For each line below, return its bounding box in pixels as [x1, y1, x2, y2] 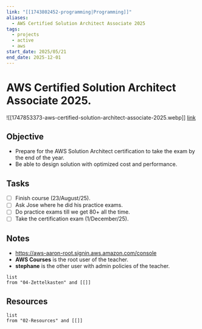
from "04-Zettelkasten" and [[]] [6, 280, 91, 286]
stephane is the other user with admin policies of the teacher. [15, 262, 170, 270]
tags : [6, 26, 20, 32]
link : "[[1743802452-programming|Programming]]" [6, 9, 132, 15]
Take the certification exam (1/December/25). [15, 215, 129, 223]
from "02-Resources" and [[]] [6, 318, 83, 324]
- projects [12, 32, 40, 38]
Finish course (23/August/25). [15, 195, 91, 202]
